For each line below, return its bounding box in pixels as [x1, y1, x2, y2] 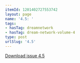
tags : [5, 21, 16, 26]
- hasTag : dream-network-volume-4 [5, 30, 76, 35]
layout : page [5, 12, 32, 17]
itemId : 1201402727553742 [5, 7, 58, 12]
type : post [5, 35, 27, 40]
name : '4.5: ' [5, 16, 34, 21]
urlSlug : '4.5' [5, 39, 36, 44]
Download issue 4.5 [5, 53, 45, 59]
